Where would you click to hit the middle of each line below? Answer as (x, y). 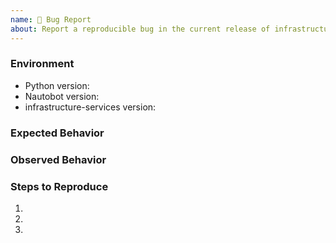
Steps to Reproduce (59, 186)
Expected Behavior (57, 133)
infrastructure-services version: (90, 107)
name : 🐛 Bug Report (51, 19)
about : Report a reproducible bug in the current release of (140, 29)
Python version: (57, 85)
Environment (42, 64)
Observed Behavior (58, 159)
